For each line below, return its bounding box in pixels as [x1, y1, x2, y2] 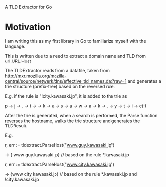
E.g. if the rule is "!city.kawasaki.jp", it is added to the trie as [5, 93, 127, 99]
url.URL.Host [5, 58, 31, 64]
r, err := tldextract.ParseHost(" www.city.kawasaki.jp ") [5, 161, 115, 167]
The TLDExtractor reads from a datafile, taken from [5, 67, 110, 73]
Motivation [5, 22, 51, 33]
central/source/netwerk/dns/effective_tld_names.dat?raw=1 [5, 78, 127, 84]
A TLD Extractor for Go [5, 4, 52, 10]
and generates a [127, 78, 161, 84]
